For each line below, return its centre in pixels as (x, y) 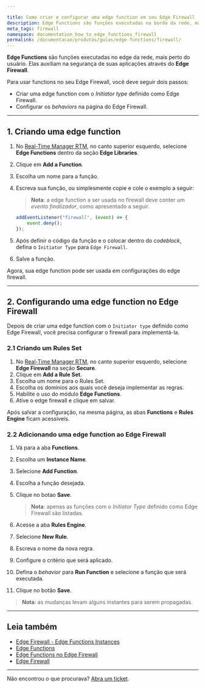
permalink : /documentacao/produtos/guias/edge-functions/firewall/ (94, 40)
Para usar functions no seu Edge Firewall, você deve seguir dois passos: (98, 82)
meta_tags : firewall (33, 29)
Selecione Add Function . (47, 471)
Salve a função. (35, 259)
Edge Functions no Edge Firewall (57, 655)
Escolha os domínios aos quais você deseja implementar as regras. (100, 387)
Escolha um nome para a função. (57, 176)
